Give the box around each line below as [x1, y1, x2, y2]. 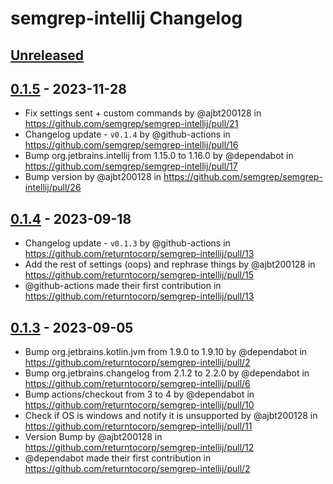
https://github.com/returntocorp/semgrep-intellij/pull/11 [24, 420, 253, 432]
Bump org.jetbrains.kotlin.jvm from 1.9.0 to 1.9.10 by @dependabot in [24, 346, 308, 358]
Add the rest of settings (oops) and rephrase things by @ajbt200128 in [24, 258, 316, 271]
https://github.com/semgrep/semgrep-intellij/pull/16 [24, 139, 239, 151]
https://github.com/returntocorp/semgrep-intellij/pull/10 [24, 399, 255, 411]
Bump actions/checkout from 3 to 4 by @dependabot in [24, 388, 255, 401]
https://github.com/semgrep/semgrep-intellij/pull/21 [24, 118, 239, 130]
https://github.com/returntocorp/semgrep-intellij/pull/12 [24, 442, 255, 454]
